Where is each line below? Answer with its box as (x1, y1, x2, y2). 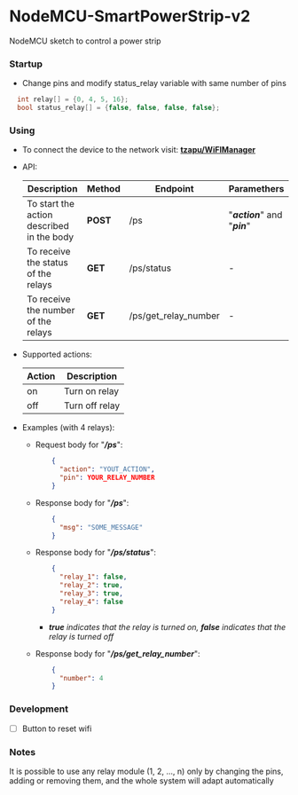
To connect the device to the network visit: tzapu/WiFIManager (21, 145, 255, 155)
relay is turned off (48, 631, 114, 642)
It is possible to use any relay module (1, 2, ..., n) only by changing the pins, (9, 766, 284, 776)
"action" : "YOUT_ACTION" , (59, 465, 155, 474)
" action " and (228, 209, 283, 221)
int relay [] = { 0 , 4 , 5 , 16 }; (17, 95, 129, 104)
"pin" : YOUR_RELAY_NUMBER (59, 473, 155, 483)
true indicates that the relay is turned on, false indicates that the (48, 621, 286, 632)
